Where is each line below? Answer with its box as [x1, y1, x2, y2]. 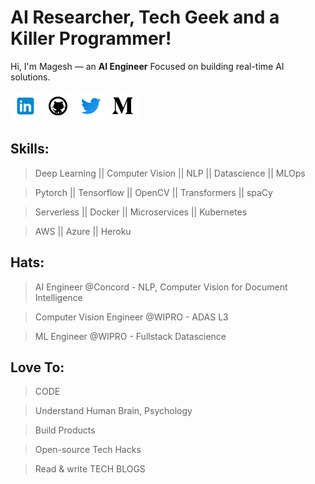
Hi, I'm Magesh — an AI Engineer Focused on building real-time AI [10, 60, 285, 72]
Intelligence [34, 291, 83, 303]
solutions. [10, 71, 51, 83]
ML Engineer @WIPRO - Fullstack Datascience [34, 330, 227, 342]
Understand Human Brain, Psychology [34, 405, 193, 417]
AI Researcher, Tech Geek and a [10, 6, 280, 29]
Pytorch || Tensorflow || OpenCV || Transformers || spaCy [34, 186, 273, 198]
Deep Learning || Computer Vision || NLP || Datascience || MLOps [34, 167, 306, 179]
